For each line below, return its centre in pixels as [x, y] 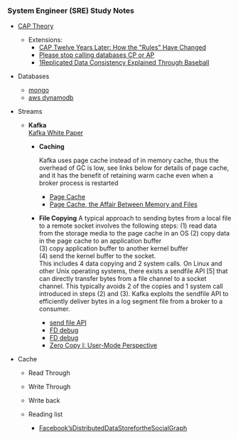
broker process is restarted [79, 183]
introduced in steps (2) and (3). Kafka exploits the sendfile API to [134, 294]
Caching [52, 147]
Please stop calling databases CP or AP [97, 55]
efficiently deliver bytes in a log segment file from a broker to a [131, 302]
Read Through [49, 373]
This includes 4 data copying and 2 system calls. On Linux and [130, 264]
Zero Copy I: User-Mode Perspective [103, 345]
